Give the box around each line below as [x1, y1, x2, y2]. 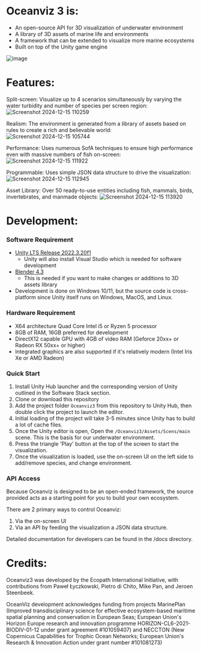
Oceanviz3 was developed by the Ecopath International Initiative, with [6, 576, 179, 584]
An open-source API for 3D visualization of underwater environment [14, 24, 184, 31]
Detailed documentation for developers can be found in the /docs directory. [6, 536, 193, 543]
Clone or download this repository [14, 395, 100, 402]
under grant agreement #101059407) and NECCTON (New [41, 626, 185, 633]
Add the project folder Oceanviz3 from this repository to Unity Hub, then [14, 402, 192, 409]
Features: [6, 76, 55, 89]
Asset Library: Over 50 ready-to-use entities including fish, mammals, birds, [6, 187, 194, 194]
